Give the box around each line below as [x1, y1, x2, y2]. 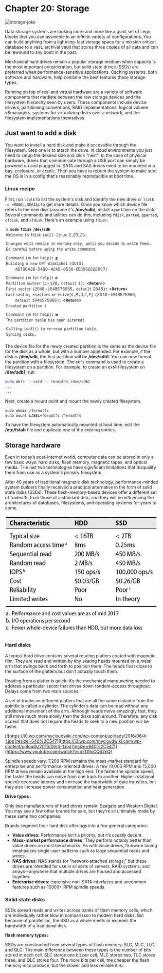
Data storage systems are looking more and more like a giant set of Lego [5, 28, 151, 34]
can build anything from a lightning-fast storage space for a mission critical [5, 39, 156, 44]
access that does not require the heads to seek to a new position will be [5, 718, 149, 724]
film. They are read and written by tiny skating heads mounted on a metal [5, 658, 152, 664]
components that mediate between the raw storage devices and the [5, 94, 141, 100]
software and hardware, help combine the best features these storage [5, 74, 145, 80]
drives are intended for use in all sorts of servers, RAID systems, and [12, 863, 150, 869]
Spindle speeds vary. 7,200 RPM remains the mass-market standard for [5, 758, 148, 764]
